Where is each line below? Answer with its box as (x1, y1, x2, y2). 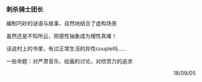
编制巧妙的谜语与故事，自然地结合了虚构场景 (6, 20, 117, 27)
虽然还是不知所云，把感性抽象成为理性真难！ (6, 33, 117, 40)
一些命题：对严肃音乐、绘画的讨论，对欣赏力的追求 (6, 58, 133, 65)
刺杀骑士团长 (6, 5, 44, 13)
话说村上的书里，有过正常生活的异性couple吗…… (6, 45, 127, 52)
